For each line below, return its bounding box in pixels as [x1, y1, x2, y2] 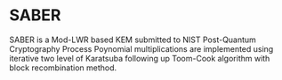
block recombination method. [9, 62, 117, 73]
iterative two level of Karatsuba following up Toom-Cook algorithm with [9, 53, 270, 63]
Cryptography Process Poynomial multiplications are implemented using [9, 43, 274, 54]
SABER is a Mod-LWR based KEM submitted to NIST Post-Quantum [9, 34, 256, 45]
